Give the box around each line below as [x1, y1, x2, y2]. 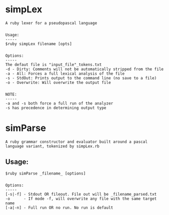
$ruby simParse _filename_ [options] [5, 171, 86, 176]
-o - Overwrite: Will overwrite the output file [5, 80, 111, 85]
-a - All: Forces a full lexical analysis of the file [5, 71, 125, 76]
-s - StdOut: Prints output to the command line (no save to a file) [5, 75, 157, 80]
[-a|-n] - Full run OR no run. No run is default [5, 205, 114, 210]
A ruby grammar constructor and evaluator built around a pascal [5, 139, 147, 144]
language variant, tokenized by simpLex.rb [5, 143, 100, 149]
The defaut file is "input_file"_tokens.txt [5, 62, 102, 67]
